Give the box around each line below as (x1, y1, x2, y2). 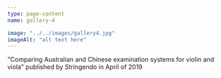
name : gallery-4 (7, 17, 55, 24)
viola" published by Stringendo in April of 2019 (7, 63, 143, 71)
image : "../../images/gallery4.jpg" (7, 30, 115, 37)
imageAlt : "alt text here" (7, 36, 87, 43)
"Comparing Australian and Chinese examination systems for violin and (7, 56, 215, 64)
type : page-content (7, 10, 65, 18)
